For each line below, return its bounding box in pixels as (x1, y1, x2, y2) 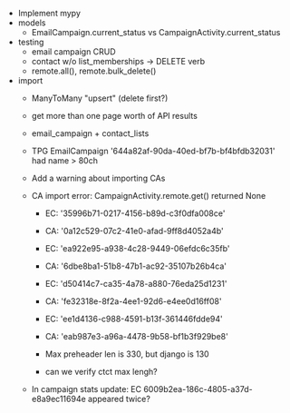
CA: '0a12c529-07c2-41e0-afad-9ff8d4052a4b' (44, 226, 224, 236)
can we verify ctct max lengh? (44, 367, 158, 377)
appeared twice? (87, 394, 151, 404)
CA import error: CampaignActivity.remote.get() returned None (31, 191, 266, 201)
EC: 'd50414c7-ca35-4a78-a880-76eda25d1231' (44, 279, 228, 289)
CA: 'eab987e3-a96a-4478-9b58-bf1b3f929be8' (44, 331, 228, 341)
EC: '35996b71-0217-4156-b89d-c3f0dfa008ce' (44, 208, 226, 219)
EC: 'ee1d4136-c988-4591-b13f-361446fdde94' (44, 313, 224, 324)
